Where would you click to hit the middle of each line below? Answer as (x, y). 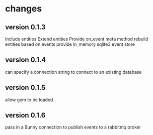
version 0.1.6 (25, 115)
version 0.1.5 (25, 88)
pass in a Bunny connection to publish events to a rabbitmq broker (73, 127)
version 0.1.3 (25, 27)
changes (24, 9)
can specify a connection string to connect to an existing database (74, 72)
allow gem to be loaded (29, 100)
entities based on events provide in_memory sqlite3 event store (70, 44)
